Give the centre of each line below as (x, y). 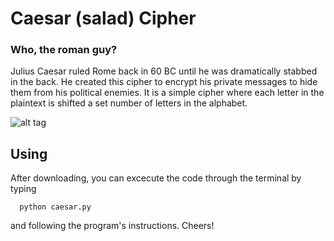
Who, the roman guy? (64, 50)
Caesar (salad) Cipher (103, 18)
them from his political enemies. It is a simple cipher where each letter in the (167, 93)
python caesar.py (55, 207)
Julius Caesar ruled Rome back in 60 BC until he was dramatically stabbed (164, 71)
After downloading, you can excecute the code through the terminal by (156, 178)
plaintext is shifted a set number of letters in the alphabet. (129, 103)
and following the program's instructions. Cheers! (112, 226)
